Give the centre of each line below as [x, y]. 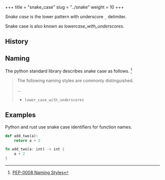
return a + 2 [27, 140]
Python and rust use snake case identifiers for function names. [69, 127]
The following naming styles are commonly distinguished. [75, 80]
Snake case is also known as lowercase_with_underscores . [65, 26]
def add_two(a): [22, 136]
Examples [20, 115]
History [17, 42]
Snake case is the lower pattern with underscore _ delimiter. [66, 16]
